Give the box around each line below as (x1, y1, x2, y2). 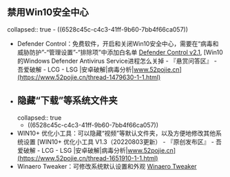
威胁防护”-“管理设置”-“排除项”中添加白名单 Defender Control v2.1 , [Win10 (17, 48, 224, 56)
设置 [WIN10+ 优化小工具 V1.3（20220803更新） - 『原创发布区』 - (23, 137, 215, 146)
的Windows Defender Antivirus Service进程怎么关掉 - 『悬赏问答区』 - (17, 56, 217, 65)
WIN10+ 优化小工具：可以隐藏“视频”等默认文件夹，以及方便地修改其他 (17, 129, 216, 137)
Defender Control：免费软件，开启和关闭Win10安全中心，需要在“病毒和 (17, 39, 219, 48)
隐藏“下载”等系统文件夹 (17, 95, 118, 107)
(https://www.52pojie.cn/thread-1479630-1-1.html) (17, 73, 161, 81)
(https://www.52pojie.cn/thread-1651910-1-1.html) (17, 154, 158, 162)
